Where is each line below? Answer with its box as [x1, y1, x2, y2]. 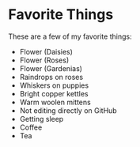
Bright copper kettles [19, 89, 89, 98]
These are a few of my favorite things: [8, 32, 132, 41]
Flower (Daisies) [19, 47, 74, 56]
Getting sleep [19, 114, 64, 123]
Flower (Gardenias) [19, 63, 83, 73]
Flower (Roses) [19, 55, 70, 65]
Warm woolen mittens [19, 97, 91, 107]
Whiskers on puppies [19, 81, 89, 90]
